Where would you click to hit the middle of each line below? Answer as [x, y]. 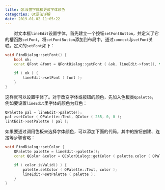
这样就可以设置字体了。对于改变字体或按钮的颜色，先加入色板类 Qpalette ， [81, 97]
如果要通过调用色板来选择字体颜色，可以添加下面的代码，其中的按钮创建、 [80, 131]
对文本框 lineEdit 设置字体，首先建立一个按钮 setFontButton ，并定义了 [84, 33]
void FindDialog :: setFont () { [36, 55]
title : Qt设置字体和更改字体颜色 [35, 10]
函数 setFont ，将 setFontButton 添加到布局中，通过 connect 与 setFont [81, 39]
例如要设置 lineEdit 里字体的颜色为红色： [46, 103]
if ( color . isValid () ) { [41, 165]
